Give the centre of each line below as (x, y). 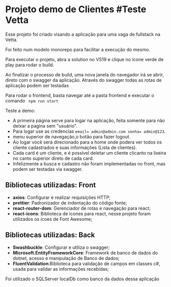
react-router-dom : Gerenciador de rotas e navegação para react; (81, 208)
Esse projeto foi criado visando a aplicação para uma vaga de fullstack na (83, 34)
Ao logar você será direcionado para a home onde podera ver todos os (87, 142)
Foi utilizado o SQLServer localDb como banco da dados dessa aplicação (82, 279)
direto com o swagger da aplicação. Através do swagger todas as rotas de (83, 80)
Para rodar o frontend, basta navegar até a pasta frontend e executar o (80, 95)
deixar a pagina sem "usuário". (45, 126)
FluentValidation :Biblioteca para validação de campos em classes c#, (86, 264)
